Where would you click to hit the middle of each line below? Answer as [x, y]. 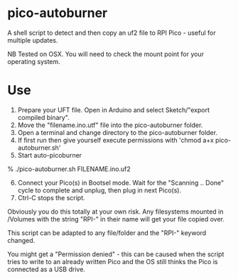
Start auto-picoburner [50, 155]
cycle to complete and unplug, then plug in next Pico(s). [99, 190]
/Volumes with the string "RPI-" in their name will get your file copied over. [116, 219]
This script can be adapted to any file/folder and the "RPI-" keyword [107, 233]
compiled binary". [43, 117]
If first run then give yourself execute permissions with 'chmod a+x [116, 140]
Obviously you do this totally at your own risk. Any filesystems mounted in [115, 212]
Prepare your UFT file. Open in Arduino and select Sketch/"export [114, 110]
